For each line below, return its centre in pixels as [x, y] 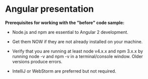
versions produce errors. [37, 61]
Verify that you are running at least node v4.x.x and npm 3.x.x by [77, 51]
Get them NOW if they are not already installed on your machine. [77, 41]
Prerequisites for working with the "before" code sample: [65, 23]
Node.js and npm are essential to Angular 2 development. [70, 32]
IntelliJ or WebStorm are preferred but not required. [64, 71]
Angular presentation [49, 9]
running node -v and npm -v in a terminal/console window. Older [77, 56]
